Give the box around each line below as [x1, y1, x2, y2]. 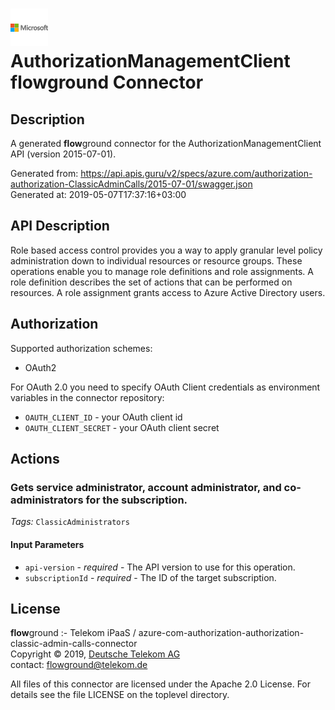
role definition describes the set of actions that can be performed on [10, 276, 293, 288]
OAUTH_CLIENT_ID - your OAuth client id [24, 411, 183, 423]
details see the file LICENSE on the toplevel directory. [10, 689, 230, 701]
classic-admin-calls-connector [10, 638, 138, 650]
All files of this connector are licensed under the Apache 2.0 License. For [10, 678, 312, 690]
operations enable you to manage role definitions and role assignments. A [10, 265, 314, 277]
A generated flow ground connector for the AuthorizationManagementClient [10, 138, 322, 149]
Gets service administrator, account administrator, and [10, 480, 282, 494]
